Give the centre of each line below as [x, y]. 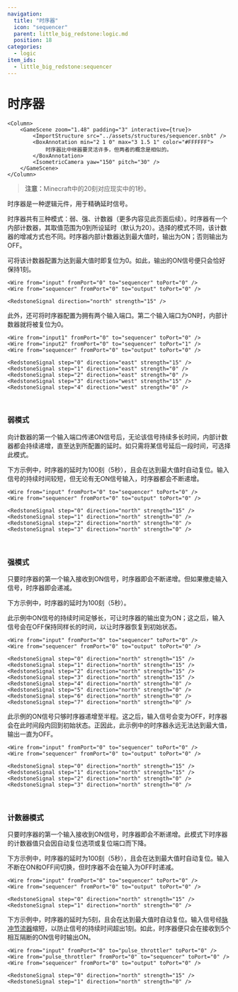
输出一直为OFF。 [32, 734]
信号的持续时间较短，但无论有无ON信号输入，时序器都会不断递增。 [105, 478]
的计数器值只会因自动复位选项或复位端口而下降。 [79, 843]
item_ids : [22, 60]
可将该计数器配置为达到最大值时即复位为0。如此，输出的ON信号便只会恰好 [117, 260]
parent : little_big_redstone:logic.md [71, 34]
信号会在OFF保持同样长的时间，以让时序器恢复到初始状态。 [94, 627]
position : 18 [33, 40]
